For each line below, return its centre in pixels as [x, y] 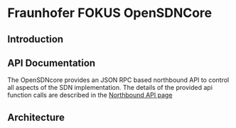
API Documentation [52, 63]
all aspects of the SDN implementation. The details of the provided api [110, 88]
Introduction [36, 39]
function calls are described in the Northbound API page [90, 95]
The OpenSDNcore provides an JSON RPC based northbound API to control [118, 80]
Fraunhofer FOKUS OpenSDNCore [110, 13]
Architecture [36, 117]
